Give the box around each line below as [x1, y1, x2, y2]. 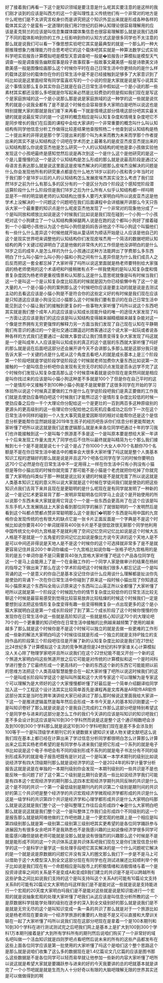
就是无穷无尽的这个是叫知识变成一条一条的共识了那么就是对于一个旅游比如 [9, 906, 158, 911]
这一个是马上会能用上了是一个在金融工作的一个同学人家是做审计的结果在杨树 [5, 559, 158, 564]
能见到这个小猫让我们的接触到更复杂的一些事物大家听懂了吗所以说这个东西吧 [5, 303, 158, 308]
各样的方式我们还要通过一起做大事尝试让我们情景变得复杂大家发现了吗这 [9, 333, 154, 339]
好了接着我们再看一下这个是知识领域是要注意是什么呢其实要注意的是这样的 [5, 4, 154, 10]
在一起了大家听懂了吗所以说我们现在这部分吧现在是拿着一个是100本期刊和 [9, 918, 157, 924]
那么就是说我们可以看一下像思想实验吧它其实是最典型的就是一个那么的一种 [5, 41, 154, 46]
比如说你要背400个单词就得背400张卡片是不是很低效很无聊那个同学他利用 [9, 522, 158, 528]
